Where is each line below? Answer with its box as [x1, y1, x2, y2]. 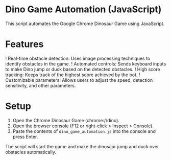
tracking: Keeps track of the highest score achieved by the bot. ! [5, 72, 140, 78]
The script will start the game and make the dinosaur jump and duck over [5, 143, 159, 149]
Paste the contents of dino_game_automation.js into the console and [12, 128, 156, 134]
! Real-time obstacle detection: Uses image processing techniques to [5, 55, 151, 61]
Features [5, 38, 44, 50]
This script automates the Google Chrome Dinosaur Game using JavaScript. [5, 20, 165, 27]
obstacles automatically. [5, 149, 56, 155]
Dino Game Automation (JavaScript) [5, 4, 162, 15]
